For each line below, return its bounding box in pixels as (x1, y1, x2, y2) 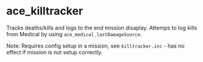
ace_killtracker (6, 4, 84, 18)
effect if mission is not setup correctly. (6, 48, 103, 55)
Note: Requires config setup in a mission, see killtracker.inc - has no (6, 42, 185, 49)
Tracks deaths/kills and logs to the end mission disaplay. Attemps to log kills (6, 24, 198, 31)
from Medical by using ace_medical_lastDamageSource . (6, 30, 142, 37)
